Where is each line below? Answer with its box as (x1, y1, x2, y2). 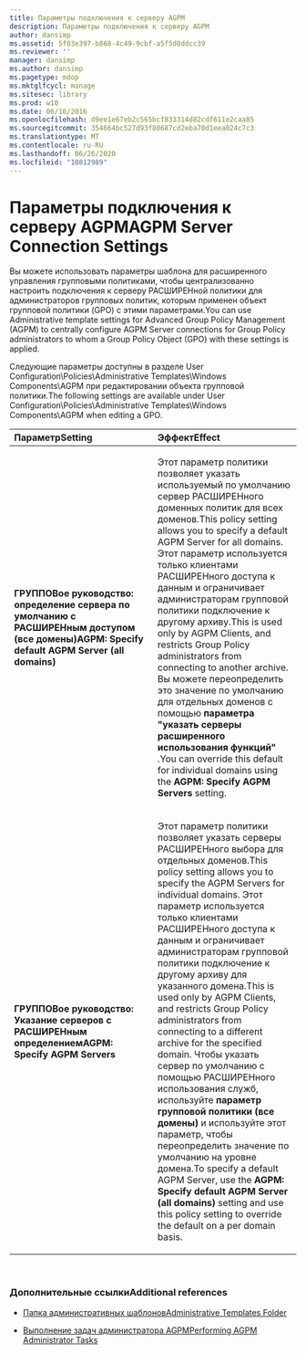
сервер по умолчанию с (158, 1060, 266, 1073)
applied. (9, 343, 40, 354)
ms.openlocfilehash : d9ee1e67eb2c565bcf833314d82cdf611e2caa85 (9, 115, 255, 124)
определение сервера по (14, 599, 130, 612)
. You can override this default (158, 752, 284, 765)
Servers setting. (158, 787, 228, 800)
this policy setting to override (158, 1208, 282, 1221)
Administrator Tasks (22, 1334, 98, 1345)
